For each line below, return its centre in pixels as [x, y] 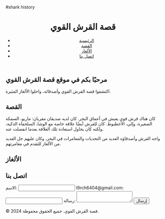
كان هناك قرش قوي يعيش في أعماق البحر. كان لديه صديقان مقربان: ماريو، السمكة [81, 119]
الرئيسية [87, 40]
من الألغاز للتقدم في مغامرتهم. [33, 144]
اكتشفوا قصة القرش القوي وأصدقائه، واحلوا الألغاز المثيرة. [58, 91]
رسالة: [69, 201]
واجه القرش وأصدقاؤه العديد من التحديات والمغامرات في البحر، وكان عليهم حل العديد [83, 139]
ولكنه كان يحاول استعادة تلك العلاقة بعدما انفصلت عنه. [55, 129]
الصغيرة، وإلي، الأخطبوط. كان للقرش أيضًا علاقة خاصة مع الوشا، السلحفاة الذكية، [79, 124]
